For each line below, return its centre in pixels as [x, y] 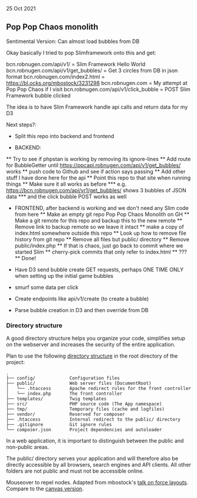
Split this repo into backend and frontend [64, 136]
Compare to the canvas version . [45, 489]
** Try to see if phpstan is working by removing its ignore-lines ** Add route [98, 159]
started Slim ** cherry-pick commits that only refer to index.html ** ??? [101, 252]
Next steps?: [21, 125]
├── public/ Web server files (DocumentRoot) [79, 384]
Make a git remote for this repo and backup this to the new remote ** [98, 220]
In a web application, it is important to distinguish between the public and [95, 441]
